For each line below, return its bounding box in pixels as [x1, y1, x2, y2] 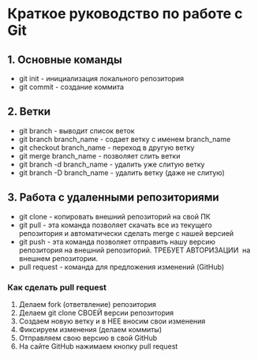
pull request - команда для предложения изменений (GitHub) [18, 262, 225, 271]
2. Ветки [7, 105, 51, 118]
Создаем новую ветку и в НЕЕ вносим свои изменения [18, 316, 206, 326]
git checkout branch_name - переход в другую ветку [18, 143, 195, 152]
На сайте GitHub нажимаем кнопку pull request [18, 341, 178, 351]
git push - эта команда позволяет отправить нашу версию [18, 237, 216, 246]
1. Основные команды [7, 53, 123, 66]
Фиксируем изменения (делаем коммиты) [18, 324, 163, 334]
